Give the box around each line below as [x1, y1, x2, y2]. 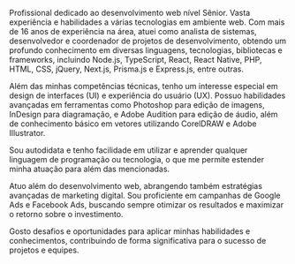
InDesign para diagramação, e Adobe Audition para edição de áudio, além [9, 109, 278, 119]
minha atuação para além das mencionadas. [9, 163, 170, 174]
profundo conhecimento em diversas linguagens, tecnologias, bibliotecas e [9, 45, 283, 56]
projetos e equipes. [9, 245, 79, 255]
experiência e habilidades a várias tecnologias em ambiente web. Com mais [9, 17, 285, 27]
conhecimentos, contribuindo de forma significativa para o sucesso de [9, 236, 267, 245]
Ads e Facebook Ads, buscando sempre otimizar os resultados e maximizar [9, 200, 284, 210]
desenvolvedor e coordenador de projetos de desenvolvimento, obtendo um [9, 35, 287, 46]
